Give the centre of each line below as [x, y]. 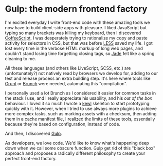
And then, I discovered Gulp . [34, 133]
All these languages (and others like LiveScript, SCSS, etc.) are [68, 68]
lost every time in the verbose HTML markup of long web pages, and [74, 48]
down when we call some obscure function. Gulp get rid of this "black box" [80, 148]
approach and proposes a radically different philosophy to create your [75, 153]
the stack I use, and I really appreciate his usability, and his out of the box [79, 98]
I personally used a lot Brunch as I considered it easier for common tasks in [81, 93]
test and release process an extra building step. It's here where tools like [78, 78]
